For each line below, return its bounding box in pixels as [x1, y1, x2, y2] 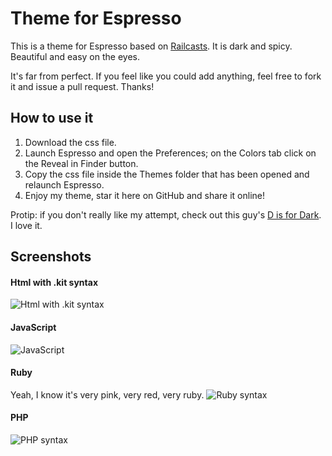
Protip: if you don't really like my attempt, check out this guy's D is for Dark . [10, 208, 322, 221]
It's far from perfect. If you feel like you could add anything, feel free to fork [10, 70, 322, 82]
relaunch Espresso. [24, 178, 105, 191]
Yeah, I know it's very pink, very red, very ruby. [10, 388, 205, 401]
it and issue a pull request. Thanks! [10, 80, 155, 92]
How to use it [10, 110, 94, 127]
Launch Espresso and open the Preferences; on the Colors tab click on [24, 147, 317, 159]
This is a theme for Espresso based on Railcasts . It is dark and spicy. [10, 40, 293, 52]
